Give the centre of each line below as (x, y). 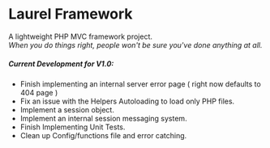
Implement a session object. (67, 109)
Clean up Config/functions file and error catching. (103, 135)
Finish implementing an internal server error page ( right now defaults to (140, 84)
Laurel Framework (71, 14)
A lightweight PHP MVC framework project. (80, 36)
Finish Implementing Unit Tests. (73, 127)
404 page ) (39, 92)
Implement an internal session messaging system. (104, 118)
